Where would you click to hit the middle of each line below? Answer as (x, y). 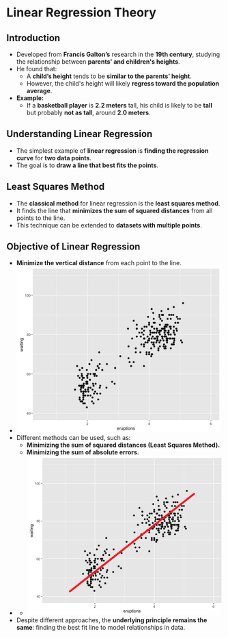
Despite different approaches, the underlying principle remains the (112, 620)
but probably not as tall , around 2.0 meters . (88, 112)
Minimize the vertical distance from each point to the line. (99, 263)
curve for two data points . (54, 158)
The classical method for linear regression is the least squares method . (118, 203)
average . (39, 91)
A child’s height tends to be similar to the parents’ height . (109, 76)
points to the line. (41, 218)
